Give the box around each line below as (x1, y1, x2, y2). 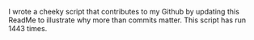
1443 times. (8, 24, 48, 33)
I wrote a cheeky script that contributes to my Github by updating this (8, 7, 240, 16)
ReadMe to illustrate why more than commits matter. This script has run (8, 15, 247, 25)
